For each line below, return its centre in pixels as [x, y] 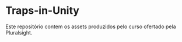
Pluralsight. [19, 32]
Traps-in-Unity [43, 11]
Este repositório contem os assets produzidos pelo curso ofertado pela [91, 26]
